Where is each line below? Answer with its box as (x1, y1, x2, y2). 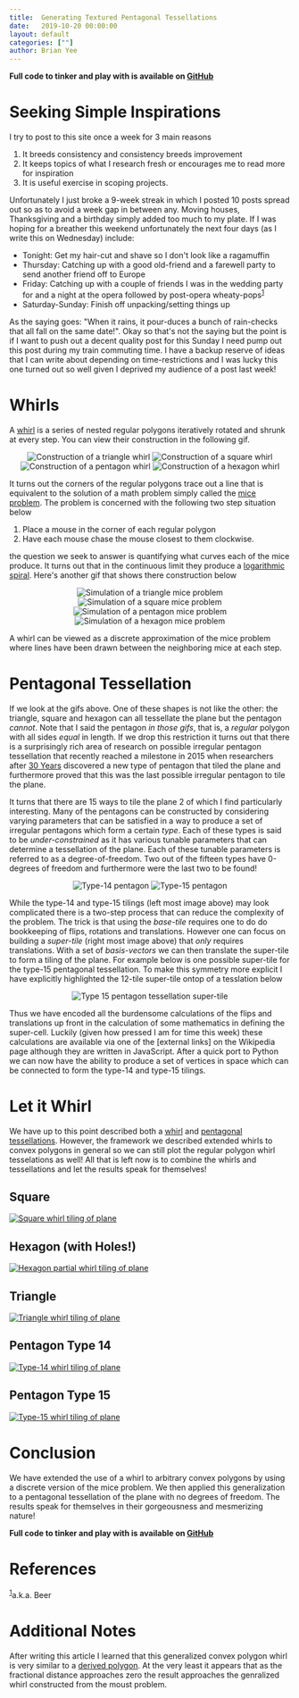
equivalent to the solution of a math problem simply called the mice (9, 488, 256, 498)
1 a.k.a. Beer (9, 1588, 52, 1601)
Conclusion (9, 1443, 96, 1463)
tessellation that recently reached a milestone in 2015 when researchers (9, 750, 274, 761)
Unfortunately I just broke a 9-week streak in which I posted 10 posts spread (9, 195, 290, 205)
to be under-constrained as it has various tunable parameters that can (9, 834, 268, 845)
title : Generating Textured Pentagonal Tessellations (9, 13, 218, 22)
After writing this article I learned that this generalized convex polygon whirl (9, 1651, 288, 1661)
